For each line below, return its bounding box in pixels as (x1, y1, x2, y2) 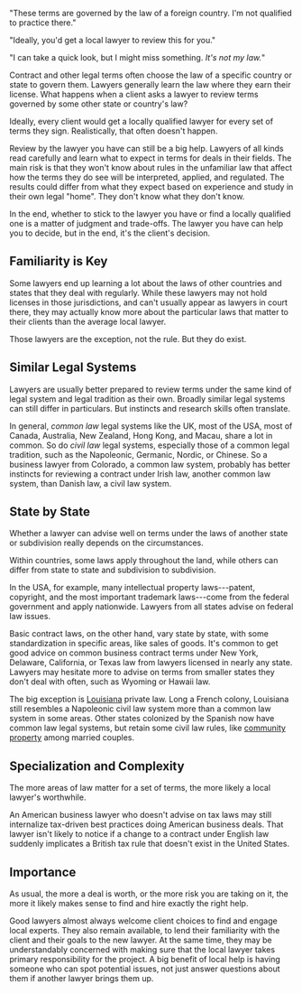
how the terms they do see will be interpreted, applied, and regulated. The (9, 172, 285, 182)
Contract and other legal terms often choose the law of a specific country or (9, 70, 293, 80)
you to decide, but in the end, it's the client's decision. (9, 227, 211, 238)
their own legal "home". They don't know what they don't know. (9, 191, 245, 201)
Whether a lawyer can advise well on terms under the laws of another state (9, 528, 288, 539)
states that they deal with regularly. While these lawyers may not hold (9, 287, 268, 298)
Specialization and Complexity (9, 758, 185, 774)
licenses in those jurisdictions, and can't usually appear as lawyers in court (9, 297, 288, 308)
